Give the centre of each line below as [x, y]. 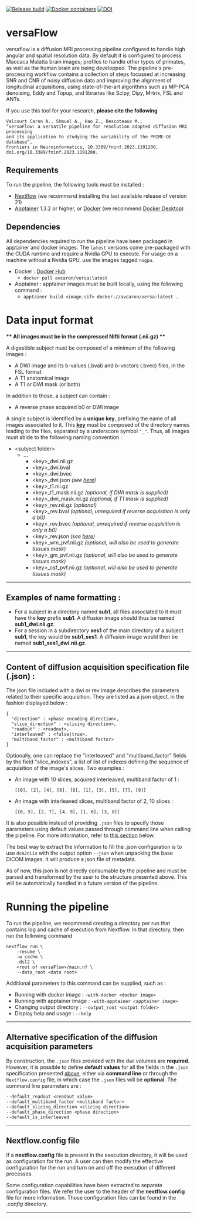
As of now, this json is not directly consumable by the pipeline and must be [96, 871]
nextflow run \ [25, 947]
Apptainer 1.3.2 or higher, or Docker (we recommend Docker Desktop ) [99, 208]
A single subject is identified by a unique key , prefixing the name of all [91, 418]
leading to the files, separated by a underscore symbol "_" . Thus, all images [98, 431]
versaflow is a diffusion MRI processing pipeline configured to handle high [96, 49]
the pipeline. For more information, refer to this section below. [81, 835]
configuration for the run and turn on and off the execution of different [91, 1167]
